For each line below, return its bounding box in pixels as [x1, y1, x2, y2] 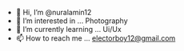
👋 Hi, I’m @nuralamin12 [15, 8, 92, 17]
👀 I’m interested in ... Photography [15, 16, 128, 25]
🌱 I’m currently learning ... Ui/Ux [15, 25, 122, 33]
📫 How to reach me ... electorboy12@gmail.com [15, 33, 176, 43]
